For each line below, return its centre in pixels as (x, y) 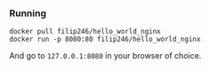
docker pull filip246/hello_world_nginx (85, 32)
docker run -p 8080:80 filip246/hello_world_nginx (105, 39)
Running (28, 13)
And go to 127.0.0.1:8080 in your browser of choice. (105, 56)
